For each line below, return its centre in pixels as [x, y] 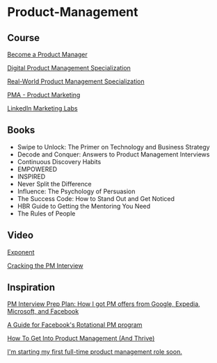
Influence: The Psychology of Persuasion [76, 191]
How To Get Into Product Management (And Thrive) [81, 339]
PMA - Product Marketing [44, 95]
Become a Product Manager [48, 54]
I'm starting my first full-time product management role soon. [95, 352]
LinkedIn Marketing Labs [42, 108]
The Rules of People [46, 213]
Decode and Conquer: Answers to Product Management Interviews [113, 154]
